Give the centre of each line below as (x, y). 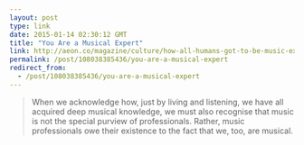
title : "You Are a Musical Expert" (76, 43)
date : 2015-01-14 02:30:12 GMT (68, 34)
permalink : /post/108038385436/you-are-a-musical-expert (119, 59)
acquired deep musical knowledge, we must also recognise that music (162, 111)
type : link (30, 26)
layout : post (34, 18)
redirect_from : (38, 68)
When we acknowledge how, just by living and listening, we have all (157, 102)
